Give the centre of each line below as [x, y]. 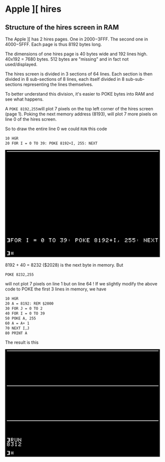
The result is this [22, 342]
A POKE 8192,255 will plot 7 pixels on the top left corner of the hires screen [79, 109]
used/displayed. [21, 64]
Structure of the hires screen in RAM [62, 27]
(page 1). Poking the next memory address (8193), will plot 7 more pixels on [81, 114]
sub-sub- [135, 79]
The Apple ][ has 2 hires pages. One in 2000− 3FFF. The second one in [77, 39]
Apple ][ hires [33, 9]
